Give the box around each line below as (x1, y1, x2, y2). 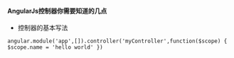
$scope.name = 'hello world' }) (7, 44, 103, 51)
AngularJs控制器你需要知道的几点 (7, 6, 107, 15)
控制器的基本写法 (17, 23, 68, 32)
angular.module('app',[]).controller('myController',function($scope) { (7, 37, 228, 45)
